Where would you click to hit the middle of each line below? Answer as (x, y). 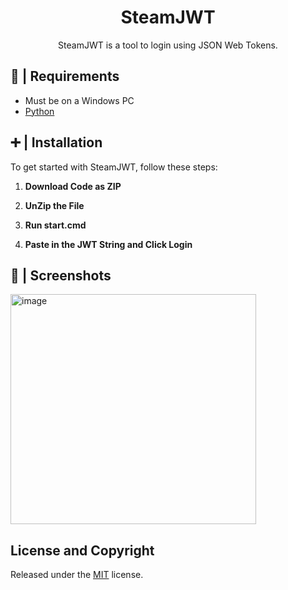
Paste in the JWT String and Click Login (108, 244)
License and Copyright (82, 550)
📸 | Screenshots (61, 275)
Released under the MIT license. (77, 575)
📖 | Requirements (65, 76)
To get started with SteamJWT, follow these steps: (114, 167)
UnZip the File (54, 205)
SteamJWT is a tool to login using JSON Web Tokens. (168, 45)
